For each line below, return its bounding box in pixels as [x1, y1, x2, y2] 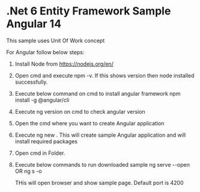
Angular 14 [6, 17, 62, 31]
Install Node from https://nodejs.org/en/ [14, 60, 114, 67]
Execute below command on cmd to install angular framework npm [14, 90, 181, 97]
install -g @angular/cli [14, 96, 70, 104]
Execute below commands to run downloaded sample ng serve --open [14, 161, 190, 168]
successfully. [14, 78, 48, 85]
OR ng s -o [14, 167, 42, 175]
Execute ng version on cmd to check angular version [14, 108, 145, 115]
